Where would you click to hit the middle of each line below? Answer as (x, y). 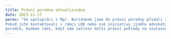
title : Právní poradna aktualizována (45, 10)
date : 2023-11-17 (24, 15)
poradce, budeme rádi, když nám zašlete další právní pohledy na (76, 29)
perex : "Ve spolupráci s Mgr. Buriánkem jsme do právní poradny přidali (84, 19)
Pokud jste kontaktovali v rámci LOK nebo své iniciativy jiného (76, 24)
